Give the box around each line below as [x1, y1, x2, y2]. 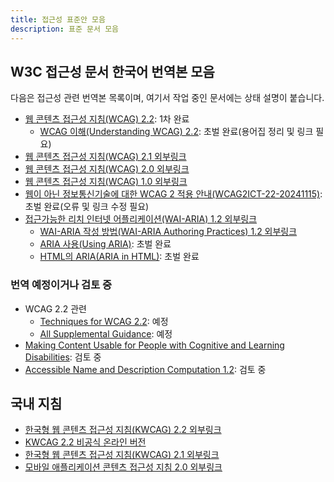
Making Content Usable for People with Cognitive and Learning [24, 339, 285, 351]
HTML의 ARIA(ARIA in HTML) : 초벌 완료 [39, 251, 200, 263]
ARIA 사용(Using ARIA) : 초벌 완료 [39, 238, 172, 250]
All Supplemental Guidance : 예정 [39, 327, 173, 340]
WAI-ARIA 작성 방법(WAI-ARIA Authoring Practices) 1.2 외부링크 [39, 226, 298, 238]
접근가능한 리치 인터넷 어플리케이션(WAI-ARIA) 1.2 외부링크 [24, 213, 258, 225]
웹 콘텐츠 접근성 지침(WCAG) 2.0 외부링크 [24, 163, 190, 175]
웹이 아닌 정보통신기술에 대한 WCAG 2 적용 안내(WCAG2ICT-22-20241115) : [24, 188, 323, 200]
